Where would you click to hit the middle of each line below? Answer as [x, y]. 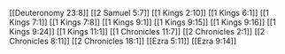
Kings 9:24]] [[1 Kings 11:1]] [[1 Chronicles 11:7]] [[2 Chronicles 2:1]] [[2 [137, 31]
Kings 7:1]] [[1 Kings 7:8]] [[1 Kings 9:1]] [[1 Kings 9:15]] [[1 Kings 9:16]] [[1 [142, 22]
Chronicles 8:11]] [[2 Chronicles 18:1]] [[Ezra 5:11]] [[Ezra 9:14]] [123, 41]
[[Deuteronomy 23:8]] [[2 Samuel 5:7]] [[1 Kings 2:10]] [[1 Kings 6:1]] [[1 [139, 13]
